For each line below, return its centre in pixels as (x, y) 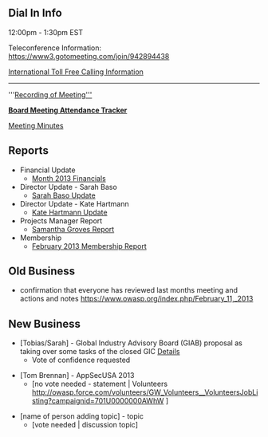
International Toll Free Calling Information (76, 72)
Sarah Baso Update (63, 195)
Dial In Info (35, 13)
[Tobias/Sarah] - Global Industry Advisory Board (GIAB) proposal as (131, 343)
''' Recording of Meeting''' (50, 94)
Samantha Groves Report (73, 229)
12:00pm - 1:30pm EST (46, 32)
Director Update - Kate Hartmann (74, 203)
